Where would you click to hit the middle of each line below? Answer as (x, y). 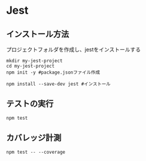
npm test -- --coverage (36, 152)
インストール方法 (38, 34)
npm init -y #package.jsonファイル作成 (53, 72)
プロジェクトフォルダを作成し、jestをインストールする (74, 49)
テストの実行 (30, 104)
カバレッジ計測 (34, 138)
